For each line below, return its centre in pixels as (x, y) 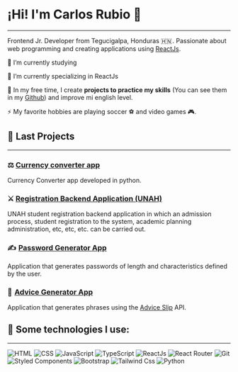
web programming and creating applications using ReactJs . (94, 48)
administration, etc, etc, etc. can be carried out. (77, 229)
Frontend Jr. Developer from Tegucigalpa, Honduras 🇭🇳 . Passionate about (117, 40)
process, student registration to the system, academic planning (100, 222)
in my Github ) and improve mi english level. (70, 97)
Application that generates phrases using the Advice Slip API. (97, 307)
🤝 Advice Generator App (50, 292)
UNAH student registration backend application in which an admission (109, 214)
